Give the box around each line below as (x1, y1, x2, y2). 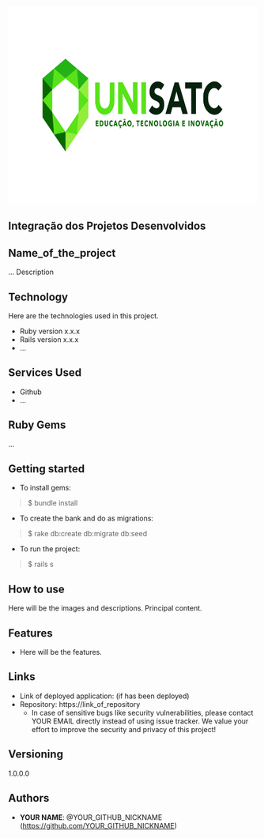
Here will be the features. (19, 648, 103, 657)
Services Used (8, 366, 81, 380)
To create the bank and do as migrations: (19, 513, 154, 523)
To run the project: (19, 544, 81, 554)
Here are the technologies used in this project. (8, 311, 160, 321)
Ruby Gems (8, 419, 66, 432)
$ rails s (27, 559, 54, 569)
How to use (8, 582, 65, 596)
